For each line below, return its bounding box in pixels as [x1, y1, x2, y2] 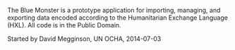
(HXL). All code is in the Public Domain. [7, 21, 121, 29]
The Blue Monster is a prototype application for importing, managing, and [7, 6, 221, 14]
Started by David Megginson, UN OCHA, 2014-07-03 [7, 35, 162, 43]
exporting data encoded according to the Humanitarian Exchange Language [7, 13, 228, 22]
